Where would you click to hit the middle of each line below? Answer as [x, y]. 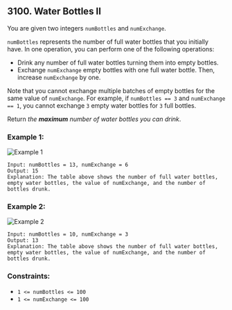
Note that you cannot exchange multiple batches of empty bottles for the [111, 90]
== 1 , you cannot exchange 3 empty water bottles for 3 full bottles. [102, 105]
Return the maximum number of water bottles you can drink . [94, 119]
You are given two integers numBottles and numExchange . [87, 28]
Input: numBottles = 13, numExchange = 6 [68, 165]
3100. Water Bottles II [54, 11]
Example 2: [26, 206]
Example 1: [26, 137]
